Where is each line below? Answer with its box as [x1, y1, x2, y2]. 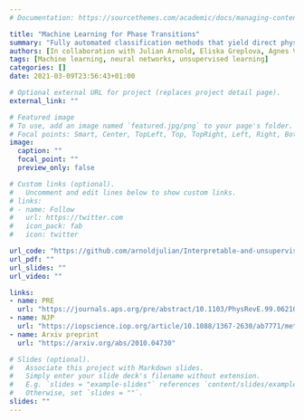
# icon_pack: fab [9, 222, 83, 231]
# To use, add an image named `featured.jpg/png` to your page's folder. [9, 121, 294, 130]
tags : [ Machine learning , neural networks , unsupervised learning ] [9, 55, 270, 64]
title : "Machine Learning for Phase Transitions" [9, 29, 201, 39]
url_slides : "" [9, 263, 67, 272]
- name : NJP [9, 313, 54, 322]
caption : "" [17, 147, 63, 156]
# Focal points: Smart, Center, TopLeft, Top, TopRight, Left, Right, [9, 129, 281, 138]
